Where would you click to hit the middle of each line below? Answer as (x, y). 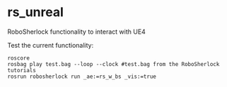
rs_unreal (35, 12)
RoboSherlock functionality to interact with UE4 (77, 32)
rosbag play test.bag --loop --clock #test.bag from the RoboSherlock (113, 64)
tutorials (22, 70)
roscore (19, 58)
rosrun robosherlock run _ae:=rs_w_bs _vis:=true (82, 76)
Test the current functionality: (51, 45)
